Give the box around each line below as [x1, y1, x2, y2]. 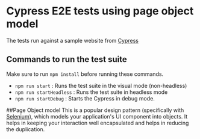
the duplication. [6, 125, 45, 133]
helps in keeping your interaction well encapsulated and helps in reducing [6, 119, 189, 126]
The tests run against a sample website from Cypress [6, 37, 139, 44]
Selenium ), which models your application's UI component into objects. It [6, 113, 188, 120]
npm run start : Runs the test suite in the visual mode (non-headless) [14, 82, 187, 89]
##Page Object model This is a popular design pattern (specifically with [6, 107, 184, 114]
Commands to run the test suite [6, 54, 128, 64]
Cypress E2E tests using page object [6, 4, 194, 18]
